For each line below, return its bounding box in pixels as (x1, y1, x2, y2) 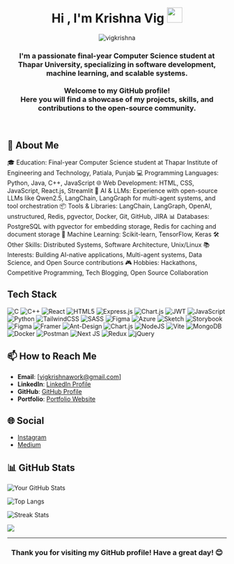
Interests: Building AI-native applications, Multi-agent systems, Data (7, 251, 203, 259)
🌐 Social (7, 415, 45, 427)
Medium (17, 441, 42, 449)
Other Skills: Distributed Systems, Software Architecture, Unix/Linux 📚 (7, 241, 210, 249)
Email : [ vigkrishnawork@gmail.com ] (17, 372, 122, 381)
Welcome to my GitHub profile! (63, 86, 171, 96)
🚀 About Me (7, 139, 59, 151)
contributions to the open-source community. (38, 103, 196, 113)
